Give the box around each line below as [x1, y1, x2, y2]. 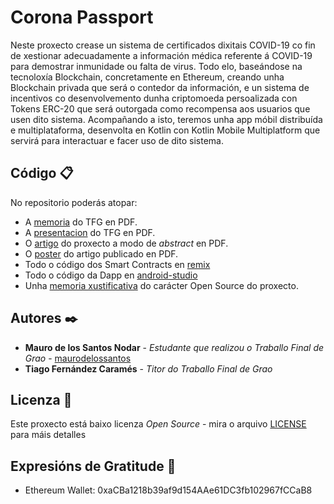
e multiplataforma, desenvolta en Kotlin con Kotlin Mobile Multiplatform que [10, 124, 321, 136]
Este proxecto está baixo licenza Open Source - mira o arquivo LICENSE [10, 418, 307, 430]
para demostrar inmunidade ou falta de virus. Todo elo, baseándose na [10, 60, 303, 72]
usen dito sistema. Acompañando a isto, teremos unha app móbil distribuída [10, 113, 323, 125]
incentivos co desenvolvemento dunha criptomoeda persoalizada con [10, 92, 298, 104]
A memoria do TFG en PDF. [24, 216, 138, 228]
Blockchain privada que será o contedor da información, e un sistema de [10, 81, 310, 93]
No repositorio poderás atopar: [10, 196, 138, 208]
